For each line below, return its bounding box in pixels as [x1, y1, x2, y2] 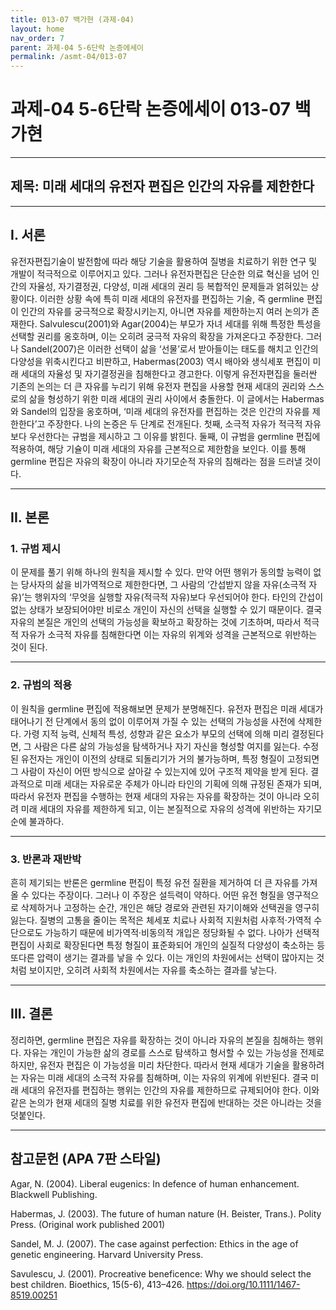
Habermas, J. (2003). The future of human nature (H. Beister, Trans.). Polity [10, 1207, 322, 1220]
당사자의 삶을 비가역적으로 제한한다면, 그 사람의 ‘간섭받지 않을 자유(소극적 [20, 579, 307, 591]
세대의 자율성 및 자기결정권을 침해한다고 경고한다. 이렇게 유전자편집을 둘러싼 [20, 367, 318, 380]
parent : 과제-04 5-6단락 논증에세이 [10, 42, 145, 53]
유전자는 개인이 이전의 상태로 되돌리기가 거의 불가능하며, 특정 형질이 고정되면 [20, 752, 320, 765]
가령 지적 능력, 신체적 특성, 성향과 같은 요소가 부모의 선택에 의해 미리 [23, 727, 290, 740]
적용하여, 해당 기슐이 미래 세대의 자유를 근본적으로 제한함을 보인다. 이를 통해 [10, 442, 307, 455]
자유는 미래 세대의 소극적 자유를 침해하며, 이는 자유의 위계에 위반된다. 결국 [20, 1071, 309, 1083]
